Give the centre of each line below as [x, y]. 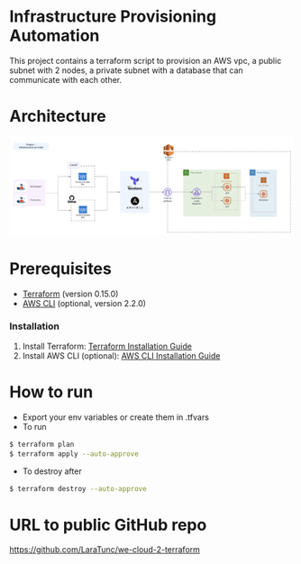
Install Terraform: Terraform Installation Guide [107, 346]
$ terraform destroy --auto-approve [78, 488]
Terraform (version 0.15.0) [70, 294]
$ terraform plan [42, 444]
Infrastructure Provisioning [113, 17]
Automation [55, 36]
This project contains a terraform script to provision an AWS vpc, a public [146, 60]
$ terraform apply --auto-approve [74, 454]
